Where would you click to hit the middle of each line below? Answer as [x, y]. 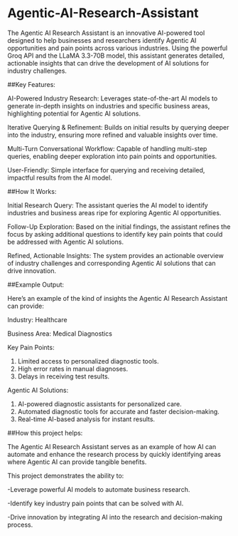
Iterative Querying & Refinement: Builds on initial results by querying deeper [118, 127]
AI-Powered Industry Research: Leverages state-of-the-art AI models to [113, 98]
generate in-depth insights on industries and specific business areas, [109, 105]
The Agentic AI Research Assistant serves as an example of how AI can [112, 446]
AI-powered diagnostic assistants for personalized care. [100, 403]
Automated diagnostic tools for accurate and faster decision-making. [119, 411]
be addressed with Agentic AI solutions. [66, 242]
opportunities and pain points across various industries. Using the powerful [118, 48]
